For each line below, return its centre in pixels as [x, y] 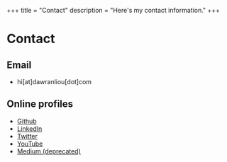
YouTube [30, 144]
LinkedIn [29, 128]
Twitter [27, 136]
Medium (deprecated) [49, 151]
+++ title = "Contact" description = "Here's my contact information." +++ [113, 10]
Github [27, 121]
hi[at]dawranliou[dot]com [54, 82]
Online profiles [40, 104]
